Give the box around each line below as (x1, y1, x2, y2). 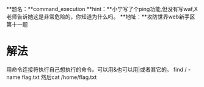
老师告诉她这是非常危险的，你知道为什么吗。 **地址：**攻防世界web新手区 (6, 13, 195, 20)
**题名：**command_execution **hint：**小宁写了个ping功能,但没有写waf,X (6, 6, 198, 12)
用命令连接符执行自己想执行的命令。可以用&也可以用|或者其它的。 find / (6, 66, 188, 73)
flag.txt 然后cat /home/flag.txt (21, 73, 97, 81)
